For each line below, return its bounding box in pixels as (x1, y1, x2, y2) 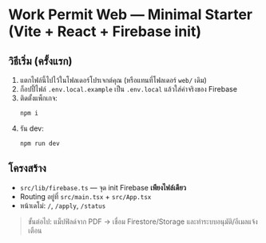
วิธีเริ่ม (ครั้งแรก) (8, 54, 73, 68)
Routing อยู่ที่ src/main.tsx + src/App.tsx (19, 191, 152, 201)
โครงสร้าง (8, 162, 46, 175)
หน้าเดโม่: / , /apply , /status (19, 201, 106, 210)
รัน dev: (19, 123, 44, 133)
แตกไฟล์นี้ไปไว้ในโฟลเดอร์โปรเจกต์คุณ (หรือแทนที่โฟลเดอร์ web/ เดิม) (19, 76, 207, 84)
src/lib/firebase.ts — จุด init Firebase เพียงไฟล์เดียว (19, 182, 186, 192)
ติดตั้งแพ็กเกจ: (19, 93, 58, 103)
